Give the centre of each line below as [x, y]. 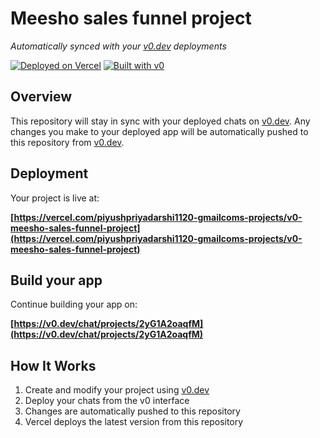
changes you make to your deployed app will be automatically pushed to [159, 131]
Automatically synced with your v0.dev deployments [118, 46]
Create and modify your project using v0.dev [117, 390]
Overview [41, 97]
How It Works [53, 365]
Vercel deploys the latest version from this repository [134, 422]
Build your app [56, 280]
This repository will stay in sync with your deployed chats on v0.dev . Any [160, 121]
